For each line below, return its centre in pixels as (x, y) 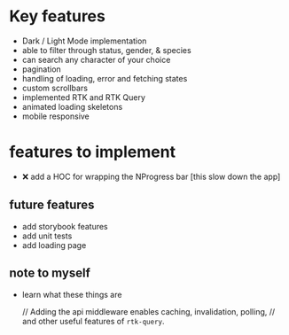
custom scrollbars (55, 88)
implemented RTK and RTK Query (84, 97)
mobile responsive (56, 116)
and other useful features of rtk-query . (93, 321)
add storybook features (65, 226)
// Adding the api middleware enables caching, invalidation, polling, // (148, 311)
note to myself (50, 273)
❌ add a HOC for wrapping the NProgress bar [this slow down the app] (151, 176)
